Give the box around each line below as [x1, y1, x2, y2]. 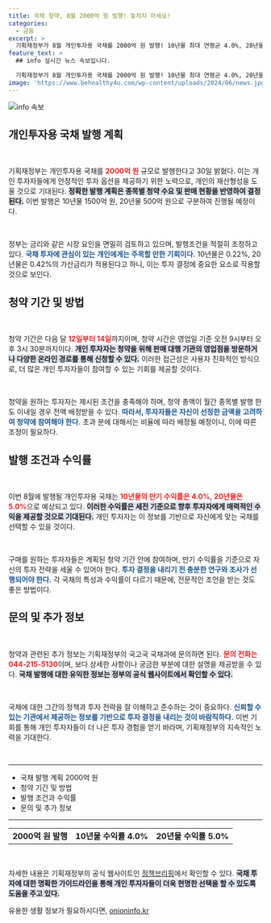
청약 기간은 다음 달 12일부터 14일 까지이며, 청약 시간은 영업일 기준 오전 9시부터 [8, 334, 254, 343]
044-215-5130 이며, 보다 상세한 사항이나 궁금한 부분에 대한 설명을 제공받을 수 [8, 659, 254, 669]
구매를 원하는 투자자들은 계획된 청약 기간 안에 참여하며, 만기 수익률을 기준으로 [8, 555, 252, 564]
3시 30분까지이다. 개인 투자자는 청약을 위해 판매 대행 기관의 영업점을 [16, 344, 230, 354]
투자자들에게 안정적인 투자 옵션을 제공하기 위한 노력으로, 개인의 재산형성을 [16, 177, 250, 186]
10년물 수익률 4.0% [75, 830, 148, 842]
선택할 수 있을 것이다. [8, 522, 75, 532]
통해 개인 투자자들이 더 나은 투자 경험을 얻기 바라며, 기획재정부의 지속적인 [23, 722, 254, 732]
